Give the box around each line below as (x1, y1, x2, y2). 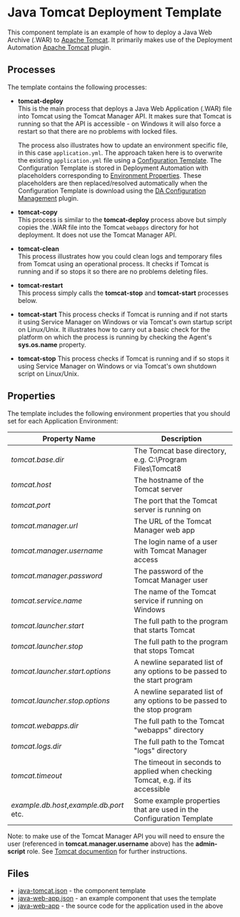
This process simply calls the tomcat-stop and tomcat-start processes (17, 289, 229, 297)
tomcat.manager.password (11, 571, 103, 581)
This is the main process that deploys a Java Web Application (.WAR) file (17, 104, 232, 113)
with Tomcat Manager (134, 546, 207, 556)
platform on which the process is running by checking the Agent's (17, 333, 212, 341)
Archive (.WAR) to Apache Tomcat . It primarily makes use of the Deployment (7, 35, 233, 44)
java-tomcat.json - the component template (17, 886, 146, 895)
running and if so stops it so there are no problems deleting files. (17, 267, 209, 276)
